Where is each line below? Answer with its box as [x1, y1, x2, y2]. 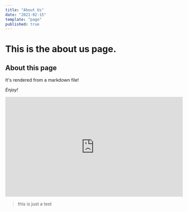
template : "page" [5, 17, 42, 22]
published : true [5, 21, 40, 27]
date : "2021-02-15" [5, 12, 47, 17]
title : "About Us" [5, 7, 44, 13]
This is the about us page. [5, 44, 117, 55]
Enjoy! [5, 87, 19, 93]
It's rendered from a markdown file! [5, 77, 80, 83]
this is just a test [17, 201, 52, 207]
